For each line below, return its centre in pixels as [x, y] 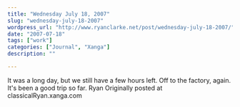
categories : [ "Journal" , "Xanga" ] [59, 47]
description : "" [31, 54]
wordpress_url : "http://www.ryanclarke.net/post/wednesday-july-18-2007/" [121, 27]
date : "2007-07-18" [36, 34]
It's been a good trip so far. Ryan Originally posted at [85, 88]
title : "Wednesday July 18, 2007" [59, 14]
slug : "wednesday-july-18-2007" [55, 21]
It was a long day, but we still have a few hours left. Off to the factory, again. [119, 80]
